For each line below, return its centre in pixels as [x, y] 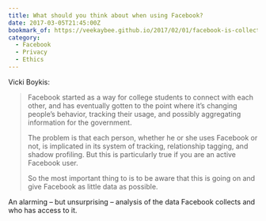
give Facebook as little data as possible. [93, 186]
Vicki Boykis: [29, 82]
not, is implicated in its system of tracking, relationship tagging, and [138, 146]
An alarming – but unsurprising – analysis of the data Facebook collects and [132, 201]
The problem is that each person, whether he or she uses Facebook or [142, 137]
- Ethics [30, 60]
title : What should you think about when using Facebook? [106, 15]
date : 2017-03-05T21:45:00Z [55, 23]
